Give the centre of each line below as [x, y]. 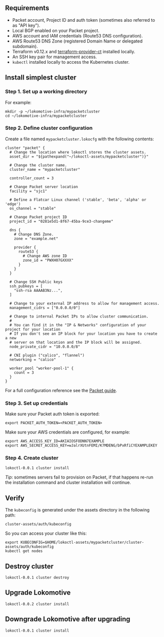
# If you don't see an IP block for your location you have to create [83, 334]
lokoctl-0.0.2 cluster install [37, 604]
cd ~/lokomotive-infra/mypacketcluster [46, 116]
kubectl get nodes [24, 551]
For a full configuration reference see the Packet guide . [61, 390]
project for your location [33, 329]
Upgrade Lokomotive [38, 593]
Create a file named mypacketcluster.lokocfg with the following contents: [80, 139]
